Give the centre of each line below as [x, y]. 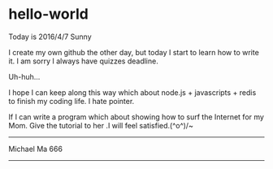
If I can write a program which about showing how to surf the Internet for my [136, 117]
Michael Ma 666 [36, 149]
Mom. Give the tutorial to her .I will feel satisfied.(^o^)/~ [101, 125]
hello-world [49, 14]
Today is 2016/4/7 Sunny [50, 37]
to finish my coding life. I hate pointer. [71, 101]
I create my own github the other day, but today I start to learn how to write [134, 52]
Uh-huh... [24, 76]
